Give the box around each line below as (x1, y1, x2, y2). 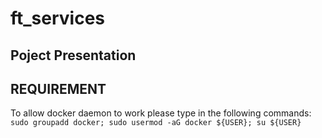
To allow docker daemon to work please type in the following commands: (10, 107, 312, 119)
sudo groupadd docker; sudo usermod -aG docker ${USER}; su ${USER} (10, 118, 302, 128)
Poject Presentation (10, 47, 137, 64)
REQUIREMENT (10, 80, 107, 97)
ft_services (10, 7, 106, 30)
